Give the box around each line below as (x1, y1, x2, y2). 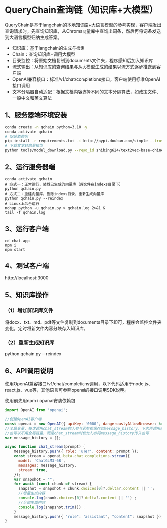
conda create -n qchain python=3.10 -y (5, 124, 88, 130)
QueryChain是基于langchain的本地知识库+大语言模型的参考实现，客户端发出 (5, 22, 162, 28)
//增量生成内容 (18, 491, 46, 496)
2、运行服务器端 (5, 163, 56, 171)
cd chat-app (5, 238, 30, 243)
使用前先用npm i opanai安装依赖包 (5, 398, 76, 404)
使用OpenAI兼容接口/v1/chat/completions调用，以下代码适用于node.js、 (5, 381, 153, 387)
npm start (5, 247, 26, 252)
